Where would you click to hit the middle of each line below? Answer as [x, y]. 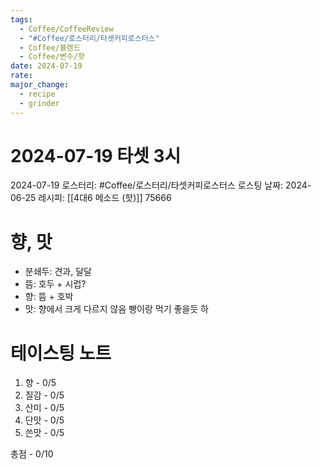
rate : [21, 76]
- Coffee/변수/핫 [52, 57]
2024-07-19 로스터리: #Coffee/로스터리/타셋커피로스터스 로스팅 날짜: [147, 185]
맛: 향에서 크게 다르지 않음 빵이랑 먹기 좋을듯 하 [116, 309]
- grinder [39, 103]
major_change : [40, 85]
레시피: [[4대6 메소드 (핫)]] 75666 [105, 198]
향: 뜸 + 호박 [49, 297]
